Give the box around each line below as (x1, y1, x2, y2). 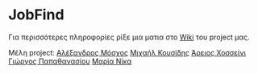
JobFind (8, 6, 64, 24)
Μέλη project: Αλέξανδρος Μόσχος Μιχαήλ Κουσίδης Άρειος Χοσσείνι (8, 47, 247, 57)
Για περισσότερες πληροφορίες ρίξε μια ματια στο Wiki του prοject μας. (8, 32, 250, 42)
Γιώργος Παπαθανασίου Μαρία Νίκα (8, 56, 132, 66)
